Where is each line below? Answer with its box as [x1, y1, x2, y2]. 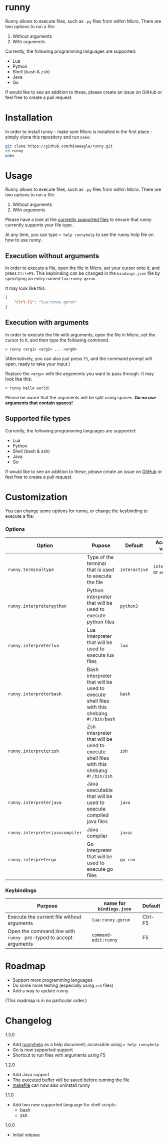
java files [86, 818, 108, 825]
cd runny [5, 148, 23, 153]
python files [86, 618, 115, 625]
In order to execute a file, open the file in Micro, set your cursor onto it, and [5, 265, 160, 271]
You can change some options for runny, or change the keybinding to [5, 508, 148, 514]
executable [86, 786, 113, 793]
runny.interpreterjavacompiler [7, 830, 82, 835]
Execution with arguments [5, 318, 89, 327]
